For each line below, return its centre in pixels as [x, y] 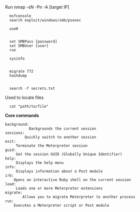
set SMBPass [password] [33, 41]
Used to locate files [24, 97]
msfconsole [20, 16]
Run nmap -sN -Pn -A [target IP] [37, 7]
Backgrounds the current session [62, 129]
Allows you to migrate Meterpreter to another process [79, 197]
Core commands [22, 116]
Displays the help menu [40, 163]
